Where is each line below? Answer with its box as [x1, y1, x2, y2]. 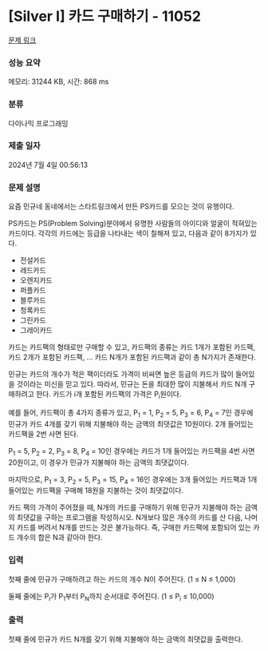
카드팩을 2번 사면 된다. [8, 429, 79, 439]
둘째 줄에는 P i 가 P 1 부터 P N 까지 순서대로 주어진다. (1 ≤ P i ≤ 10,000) [8, 591, 215, 603]
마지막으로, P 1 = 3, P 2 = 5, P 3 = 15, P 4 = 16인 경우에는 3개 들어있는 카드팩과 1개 [8, 474, 258, 486]
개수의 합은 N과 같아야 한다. [16, 533, 103, 542]
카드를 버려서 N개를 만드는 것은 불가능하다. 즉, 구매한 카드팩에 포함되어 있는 [16, 522, 251, 532]
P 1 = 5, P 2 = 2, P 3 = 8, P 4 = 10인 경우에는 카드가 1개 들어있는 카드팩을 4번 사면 [8, 446, 255, 458]
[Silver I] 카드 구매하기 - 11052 [8, 7, 202, 26]
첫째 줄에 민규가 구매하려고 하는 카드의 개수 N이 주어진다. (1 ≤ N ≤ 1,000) [8, 574, 236, 584]
